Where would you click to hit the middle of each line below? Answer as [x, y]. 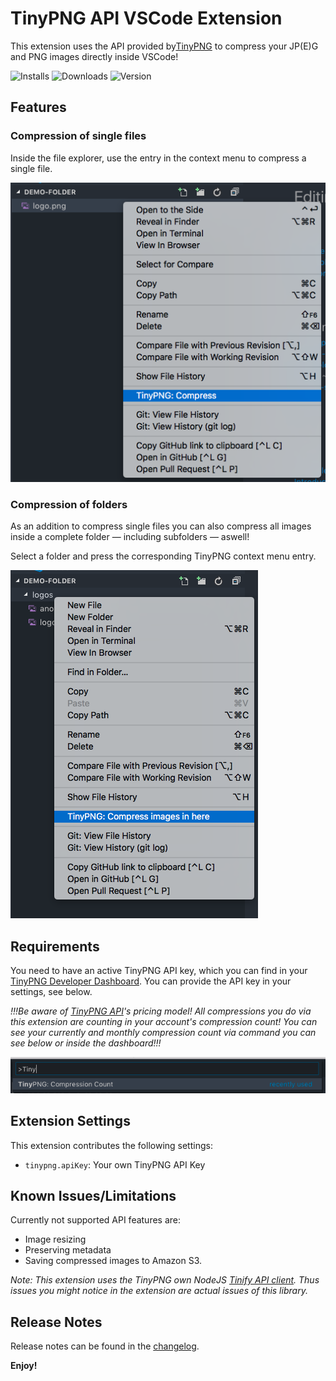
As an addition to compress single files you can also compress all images [161, 526]
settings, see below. [51, 991]
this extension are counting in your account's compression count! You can [164, 1021]
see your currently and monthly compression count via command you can [163, 1032]
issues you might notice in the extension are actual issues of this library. [159, 1291]
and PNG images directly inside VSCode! [94, 56]
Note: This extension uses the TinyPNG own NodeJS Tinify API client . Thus [165, 1280]
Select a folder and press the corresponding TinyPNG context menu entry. [163, 556]
